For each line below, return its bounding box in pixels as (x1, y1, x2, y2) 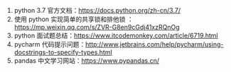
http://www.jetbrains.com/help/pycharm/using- (85, 40, 224, 48)
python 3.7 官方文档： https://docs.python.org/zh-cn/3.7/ (14, 6, 181, 14)
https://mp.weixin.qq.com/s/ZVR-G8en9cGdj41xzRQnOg (14, 23, 180, 31)
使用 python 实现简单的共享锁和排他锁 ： (14, 15, 134, 23)
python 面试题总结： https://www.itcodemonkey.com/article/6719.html (14, 31, 218, 40)
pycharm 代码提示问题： (14, 40, 86, 48)
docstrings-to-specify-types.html (14, 48, 112, 56)
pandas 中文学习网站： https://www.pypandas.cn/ (14, 56, 160, 65)
